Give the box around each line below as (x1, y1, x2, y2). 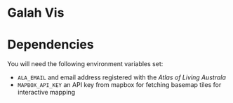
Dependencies (7, 37, 94, 53)
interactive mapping (17, 88, 76, 97)
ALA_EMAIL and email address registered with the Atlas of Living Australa (17, 73, 227, 81)
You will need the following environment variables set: (7, 60, 164, 68)
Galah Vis (7, 5, 65, 21)
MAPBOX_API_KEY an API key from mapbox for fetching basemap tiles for (17, 81, 222, 89)
